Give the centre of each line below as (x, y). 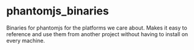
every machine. (26, 40)
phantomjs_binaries (58, 11)
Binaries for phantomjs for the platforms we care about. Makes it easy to (97, 28)
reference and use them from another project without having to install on (97, 34)
